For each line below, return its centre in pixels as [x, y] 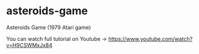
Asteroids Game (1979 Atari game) [49, 27]
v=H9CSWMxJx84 [29, 45]
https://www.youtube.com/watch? [150, 39]
